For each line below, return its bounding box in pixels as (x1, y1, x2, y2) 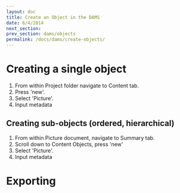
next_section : (6, 25, 42, 32)
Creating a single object (6, 62, 127, 76)
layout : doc (6, 8, 36, 15)
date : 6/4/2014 (6, 20, 44, 26)
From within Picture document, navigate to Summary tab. (14, 134, 155, 141)
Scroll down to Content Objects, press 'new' (14, 140, 123, 148)
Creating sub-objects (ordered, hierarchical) (6, 118, 175, 128)
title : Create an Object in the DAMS (6, 14, 100, 20)
